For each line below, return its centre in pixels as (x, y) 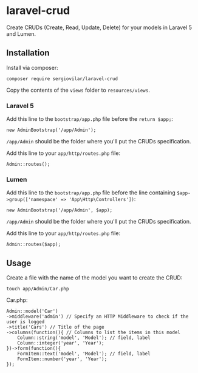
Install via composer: (32, 67)
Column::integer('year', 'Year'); (61, 343)
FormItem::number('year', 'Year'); (62, 359)
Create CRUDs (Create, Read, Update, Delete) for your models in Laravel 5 (99, 27)
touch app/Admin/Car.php (38, 289)
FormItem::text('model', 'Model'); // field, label (84, 354)
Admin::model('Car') (32, 311)
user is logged (26, 322)
